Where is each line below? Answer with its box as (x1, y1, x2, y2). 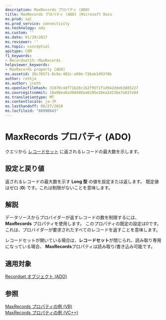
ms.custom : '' (5, 30, 35, 35)
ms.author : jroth (5, 81, 41, 86)
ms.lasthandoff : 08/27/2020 (5, 104, 63, 109)
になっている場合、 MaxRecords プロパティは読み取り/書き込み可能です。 (5, 243, 155, 250)
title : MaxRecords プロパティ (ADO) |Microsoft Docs (5, 12, 112, 17)
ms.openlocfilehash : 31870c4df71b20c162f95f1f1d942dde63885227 (5, 85, 139, 91)
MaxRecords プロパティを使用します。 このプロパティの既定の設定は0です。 (5, 221, 162, 227)
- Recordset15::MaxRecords (5, 58, 61, 63)
